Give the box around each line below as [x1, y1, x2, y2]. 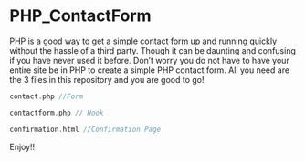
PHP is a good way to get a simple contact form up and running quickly [9, 35, 277, 46]
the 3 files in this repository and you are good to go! [9, 74, 205, 85]
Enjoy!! [9, 141, 36, 152]
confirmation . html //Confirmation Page [9, 125, 162, 134]
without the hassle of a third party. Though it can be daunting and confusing [9, 45, 297, 55]
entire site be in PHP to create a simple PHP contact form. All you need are [9, 65, 290, 75]
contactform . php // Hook [9, 108, 104, 117]
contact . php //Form [9, 92, 84, 101]
